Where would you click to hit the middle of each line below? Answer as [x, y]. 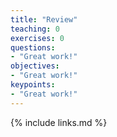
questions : [33, 47]
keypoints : [33, 85]
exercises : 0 [37, 38]
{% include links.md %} [59, 122]
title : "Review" [44, 19]
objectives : [35, 66]
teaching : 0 [35, 29]
